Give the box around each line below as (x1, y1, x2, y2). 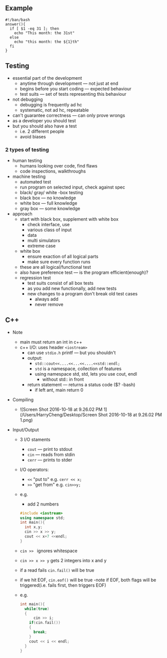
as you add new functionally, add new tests (27, 285, 116, 291)
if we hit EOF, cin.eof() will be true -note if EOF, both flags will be (19, 577, 156, 583)
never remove (34, 301, 63, 307)
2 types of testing (5, 146, 49, 153)
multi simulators (27, 237, 60, 243)
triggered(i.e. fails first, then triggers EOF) (19, 582, 106, 588)
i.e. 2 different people (19, 128, 64, 134)
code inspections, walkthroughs (19, 168, 86, 174)
